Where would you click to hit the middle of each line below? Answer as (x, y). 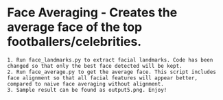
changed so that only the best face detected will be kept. (95, 66)
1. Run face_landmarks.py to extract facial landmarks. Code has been (110, 60)
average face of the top (75, 27)
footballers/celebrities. (74, 42)
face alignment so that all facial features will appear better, (102, 78)
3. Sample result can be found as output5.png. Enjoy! (87, 90)
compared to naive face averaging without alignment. (86, 84)
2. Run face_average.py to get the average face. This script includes (111, 72)
